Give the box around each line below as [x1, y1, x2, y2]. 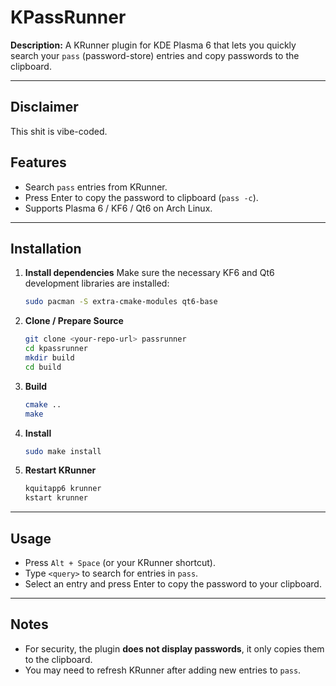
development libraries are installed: [24, 277, 170, 290]
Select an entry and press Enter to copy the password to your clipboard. [24, 577, 322, 590]
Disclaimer [10, 99, 79, 116]
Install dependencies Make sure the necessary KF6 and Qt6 [24, 267, 275, 279]
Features [10, 154, 67, 171]
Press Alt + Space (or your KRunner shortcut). [24, 556, 216, 568]
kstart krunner [24, 493, 89, 503]
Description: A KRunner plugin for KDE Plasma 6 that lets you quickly [10, 39, 297, 51]
